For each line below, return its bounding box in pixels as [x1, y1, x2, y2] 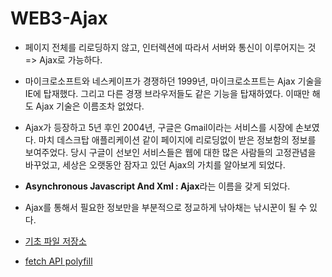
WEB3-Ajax [10, 7, 108, 30]
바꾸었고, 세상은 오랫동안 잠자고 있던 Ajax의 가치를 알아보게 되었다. [24, 158, 286, 171]
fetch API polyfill [24, 255, 93, 267]
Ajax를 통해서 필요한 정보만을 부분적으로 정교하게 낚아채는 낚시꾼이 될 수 [24, 201, 308, 213]
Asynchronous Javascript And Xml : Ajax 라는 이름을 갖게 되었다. [24, 180, 291, 192]
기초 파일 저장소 [24, 235, 87, 247]
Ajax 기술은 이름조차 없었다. [35, 100, 145, 112]
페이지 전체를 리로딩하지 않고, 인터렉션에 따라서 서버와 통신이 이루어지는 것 [24, 41, 317, 53]
